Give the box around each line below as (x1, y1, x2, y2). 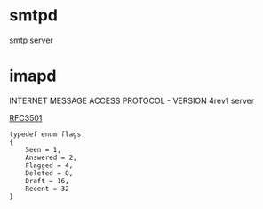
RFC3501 (9, 112, 43, 123)
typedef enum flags (9, 130, 82, 139)
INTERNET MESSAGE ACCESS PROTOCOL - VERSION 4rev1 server (9, 95, 255, 106)
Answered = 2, (25, 153, 77, 162)
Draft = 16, (25, 176, 69, 185)
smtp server (9, 35, 53, 45)
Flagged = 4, (25, 161, 74, 170)
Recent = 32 (25, 184, 69, 193)
